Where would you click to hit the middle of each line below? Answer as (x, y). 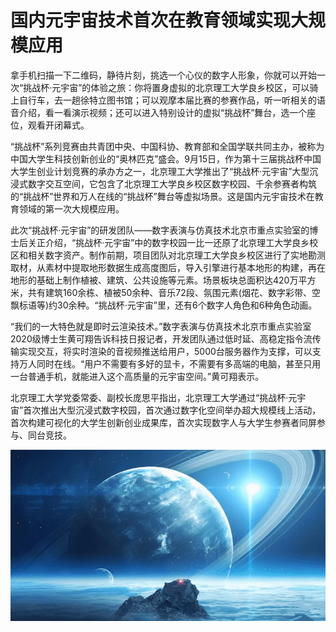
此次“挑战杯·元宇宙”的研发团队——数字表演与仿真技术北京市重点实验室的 (160, 230)
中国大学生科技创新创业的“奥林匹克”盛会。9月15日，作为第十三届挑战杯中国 (166, 158)
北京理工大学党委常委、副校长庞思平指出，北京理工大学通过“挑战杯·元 (154, 397)
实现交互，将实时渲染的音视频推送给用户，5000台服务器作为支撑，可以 (165, 351)
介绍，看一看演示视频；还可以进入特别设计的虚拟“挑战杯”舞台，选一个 (163, 112)
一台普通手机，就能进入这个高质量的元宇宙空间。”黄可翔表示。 (137, 376)
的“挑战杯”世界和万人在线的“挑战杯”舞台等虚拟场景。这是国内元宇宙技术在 (162, 196)
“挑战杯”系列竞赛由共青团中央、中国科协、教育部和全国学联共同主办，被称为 (167, 146)
